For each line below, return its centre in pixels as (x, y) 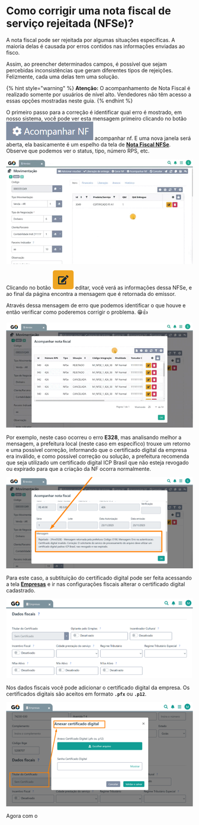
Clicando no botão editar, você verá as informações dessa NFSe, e (99, 288)
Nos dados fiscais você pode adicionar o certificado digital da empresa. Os (98, 687)
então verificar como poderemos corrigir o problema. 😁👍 (77, 312)
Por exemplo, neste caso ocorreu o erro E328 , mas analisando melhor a (94, 437)
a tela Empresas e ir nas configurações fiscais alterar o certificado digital (96, 584)
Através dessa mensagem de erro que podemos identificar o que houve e (96, 305)
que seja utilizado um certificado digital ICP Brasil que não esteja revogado (97, 462)
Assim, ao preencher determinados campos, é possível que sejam (86, 64)
